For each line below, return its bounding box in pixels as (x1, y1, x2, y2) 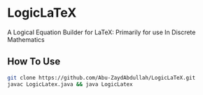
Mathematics (7, 35, 45, 43)
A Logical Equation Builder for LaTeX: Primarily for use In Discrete (7, 28, 196, 36)
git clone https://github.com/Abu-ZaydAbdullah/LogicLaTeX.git (7, 74, 196, 81)
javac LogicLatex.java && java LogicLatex (7, 80, 133, 88)
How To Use (7, 56, 61, 68)
